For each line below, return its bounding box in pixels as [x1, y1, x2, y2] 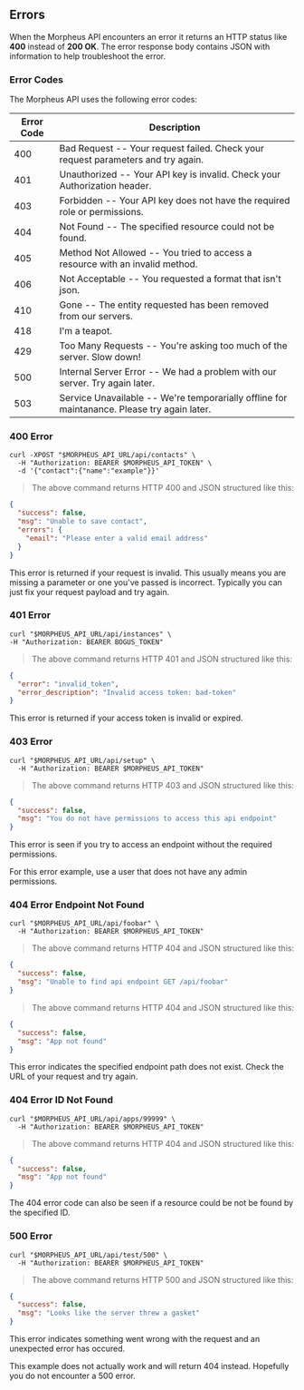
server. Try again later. [59, 377, 156, 389]
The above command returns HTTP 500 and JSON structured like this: [31, 1274, 294, 1285]
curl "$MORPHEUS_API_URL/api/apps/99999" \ [9, 1114, 176, 1123]
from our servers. [59, 310, 134, 323]
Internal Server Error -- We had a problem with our [59, 366, 278, 378]
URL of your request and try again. [9, 1071, 138, 1082]
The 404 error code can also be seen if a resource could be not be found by [9, 1198, 294, 1209]
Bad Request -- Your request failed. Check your [59, 142, 265, 155]
